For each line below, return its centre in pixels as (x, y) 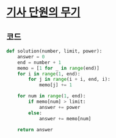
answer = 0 (31, 57)
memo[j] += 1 (55, 85)
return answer (35, 129)
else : (35, 113)
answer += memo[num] (65, 119)
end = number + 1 (39, 62)
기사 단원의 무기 (43, 12)
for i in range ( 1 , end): (49, 74)
